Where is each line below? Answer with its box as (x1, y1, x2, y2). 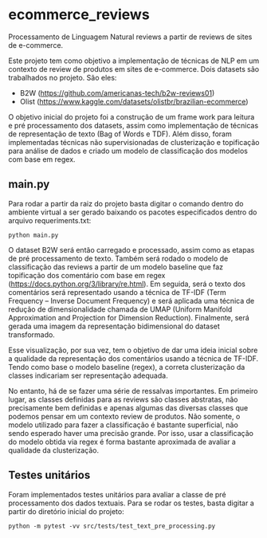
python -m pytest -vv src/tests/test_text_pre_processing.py (8, 522, 216, 530)
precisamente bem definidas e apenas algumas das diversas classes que (8, 403, 249, 412)
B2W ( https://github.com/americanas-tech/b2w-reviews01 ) (19, 88, 215, 97)
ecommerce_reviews (8, 6, 150, 24)
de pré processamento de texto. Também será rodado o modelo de (8, 253, 229, 263)
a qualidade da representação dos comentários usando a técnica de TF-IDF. (8, 353, 259, 363)
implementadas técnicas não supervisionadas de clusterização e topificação (8, 137, 260, 147)
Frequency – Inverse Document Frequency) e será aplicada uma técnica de (8, 296, 255, 305)
